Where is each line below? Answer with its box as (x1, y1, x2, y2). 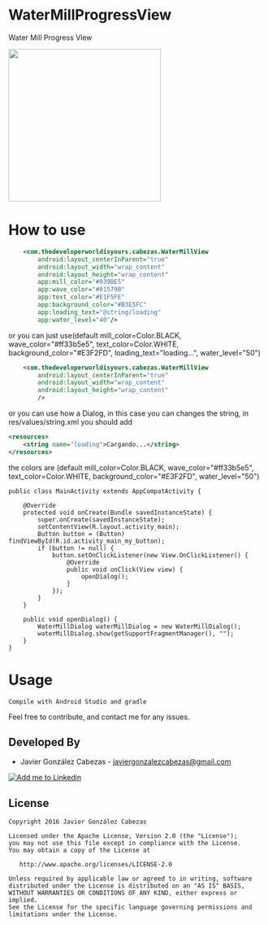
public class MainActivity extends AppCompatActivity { (8, 486, 201, 495)
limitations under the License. (8, 910, 118, 918)
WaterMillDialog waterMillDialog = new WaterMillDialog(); (37, 622, 242, 630)
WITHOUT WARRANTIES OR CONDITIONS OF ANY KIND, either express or (8, 889, 238, 897)
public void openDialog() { (23, 615, 118, 623)
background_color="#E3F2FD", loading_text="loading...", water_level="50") (8, 347, 262, 357)
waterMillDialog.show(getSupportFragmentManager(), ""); (37, 629, 234, 638)
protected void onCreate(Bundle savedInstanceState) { (23, 508, 213, 517)
